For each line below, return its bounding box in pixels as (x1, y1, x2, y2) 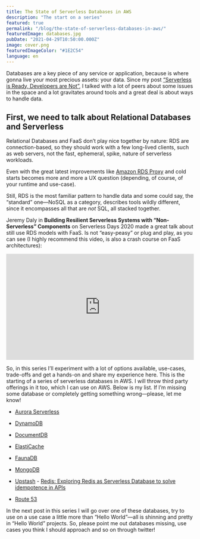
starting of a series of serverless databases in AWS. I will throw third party (6, 377, 189, 384)
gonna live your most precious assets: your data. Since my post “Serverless (6, 76, 192, 83)
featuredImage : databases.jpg (6, 31, 82, 37)
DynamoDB (14, 419, 43, 427)
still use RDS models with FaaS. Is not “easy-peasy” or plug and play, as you (6, 229, 193, 237)
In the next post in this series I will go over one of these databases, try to (6, 507, 185, 514)
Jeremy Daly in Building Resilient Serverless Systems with (6, 216, 153, 224)
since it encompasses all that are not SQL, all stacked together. (6, 205, 161, 212)
